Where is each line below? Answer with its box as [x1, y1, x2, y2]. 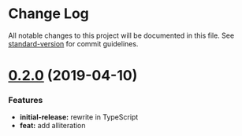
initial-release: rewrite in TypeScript [19, 112, 139, 122]
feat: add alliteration [19, 121, 86, 130]
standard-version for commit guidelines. [8, 39, 139, 48]
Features [8, 95, 43, 106]
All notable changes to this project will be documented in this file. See [8, 31, 235, 40]
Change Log [8, 5, 89, 23]
